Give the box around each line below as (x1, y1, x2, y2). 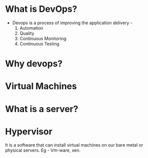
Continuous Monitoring (19, 36, 67, 41)
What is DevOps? (5, 3, 77, 15)
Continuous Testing (19, 40, 60, 46)
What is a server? (5, 103, 78, 115)
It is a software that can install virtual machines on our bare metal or (5, 142, 143, 148)
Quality (19, 30, 35, 36)
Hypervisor (5, 126, 53, 137)
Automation (19, 25, 43, 31)
